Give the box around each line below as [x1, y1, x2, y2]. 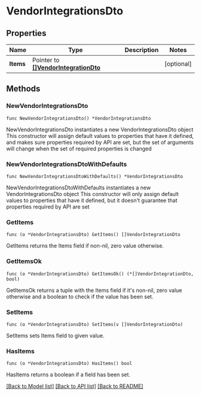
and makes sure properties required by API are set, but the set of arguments [6, 138, 194, 146]
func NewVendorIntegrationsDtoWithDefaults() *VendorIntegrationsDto [6, 173, 184, 179]
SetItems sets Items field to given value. [6, 331, 105, 339]
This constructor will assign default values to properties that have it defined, [6, 132, 194, 139]
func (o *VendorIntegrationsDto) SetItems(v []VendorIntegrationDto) [6, 321, 184, 327]
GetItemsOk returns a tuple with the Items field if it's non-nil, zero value [6, 287, 182, 294]
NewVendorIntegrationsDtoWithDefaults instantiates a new [6, 184, 151, 191]
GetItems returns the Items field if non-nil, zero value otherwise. [6, 242, 164, 249]
